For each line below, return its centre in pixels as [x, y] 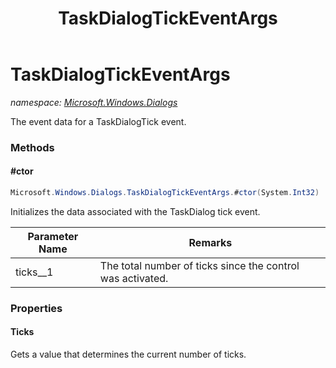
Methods [32, 147]
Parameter [53, 236]
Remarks [210, 242]
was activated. [134, 278]
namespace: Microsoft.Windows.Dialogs [94, 102]
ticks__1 [34, 272]
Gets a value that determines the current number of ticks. [128, 354]
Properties [36, 308]
